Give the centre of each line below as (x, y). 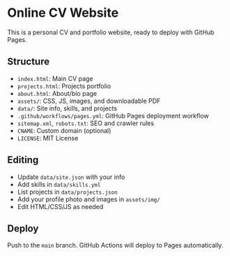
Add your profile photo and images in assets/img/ (89, 199)
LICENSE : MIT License (48, 138)
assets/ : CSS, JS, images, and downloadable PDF (89, 101)
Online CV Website (63, 13)
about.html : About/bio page (57, 93)
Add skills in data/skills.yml (59, 184)
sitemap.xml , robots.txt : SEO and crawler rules (86, 123)
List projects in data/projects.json (67, 192)
